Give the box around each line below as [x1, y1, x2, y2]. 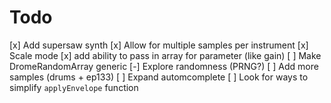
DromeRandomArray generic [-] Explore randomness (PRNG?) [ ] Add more [9, 60, 319, 72]
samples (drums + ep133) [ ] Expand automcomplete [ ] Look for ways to [9, 71, 309, 83]
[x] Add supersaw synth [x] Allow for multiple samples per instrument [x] [9, 39, 309, 51]
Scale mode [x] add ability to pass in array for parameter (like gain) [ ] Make [9, 49, 322, 61]
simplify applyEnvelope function [9, 81, 139, 93]
